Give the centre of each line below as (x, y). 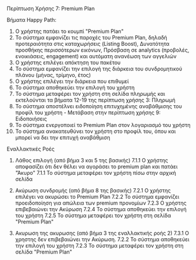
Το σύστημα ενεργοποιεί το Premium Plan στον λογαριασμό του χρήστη (103, 125)
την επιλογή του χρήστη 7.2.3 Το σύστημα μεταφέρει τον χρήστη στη (99, 246)
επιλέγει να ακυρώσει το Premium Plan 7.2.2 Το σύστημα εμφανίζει (97, 197)
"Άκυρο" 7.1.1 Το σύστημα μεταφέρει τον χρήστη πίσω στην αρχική (96, 173)
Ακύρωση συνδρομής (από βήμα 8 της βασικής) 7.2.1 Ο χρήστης (93, 190)
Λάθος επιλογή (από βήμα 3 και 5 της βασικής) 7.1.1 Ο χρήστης (92, 160)
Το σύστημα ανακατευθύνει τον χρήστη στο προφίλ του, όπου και (95, 131)
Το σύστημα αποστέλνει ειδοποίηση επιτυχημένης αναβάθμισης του (99, 106)
